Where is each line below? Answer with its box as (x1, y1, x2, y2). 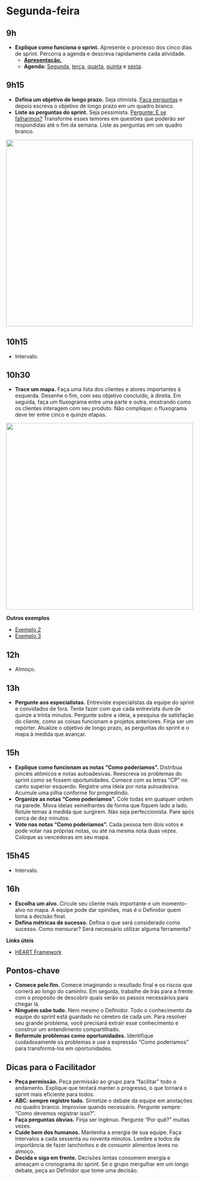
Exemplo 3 (14, 632, 41, 640)
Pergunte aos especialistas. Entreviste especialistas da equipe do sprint (14, 699, 194, 706)
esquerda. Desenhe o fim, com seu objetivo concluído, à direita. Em (14, 392, 181, 400)
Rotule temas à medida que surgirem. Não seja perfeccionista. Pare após (14, 808, 195, 815)
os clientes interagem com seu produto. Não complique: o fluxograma (14, 405, 187, 412)
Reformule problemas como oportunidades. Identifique (14, 1032, 154, 1040)
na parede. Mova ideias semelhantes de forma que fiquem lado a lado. (14, 801, 189, 809)
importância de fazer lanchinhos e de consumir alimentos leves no (14, 1142, 179, 1149)
